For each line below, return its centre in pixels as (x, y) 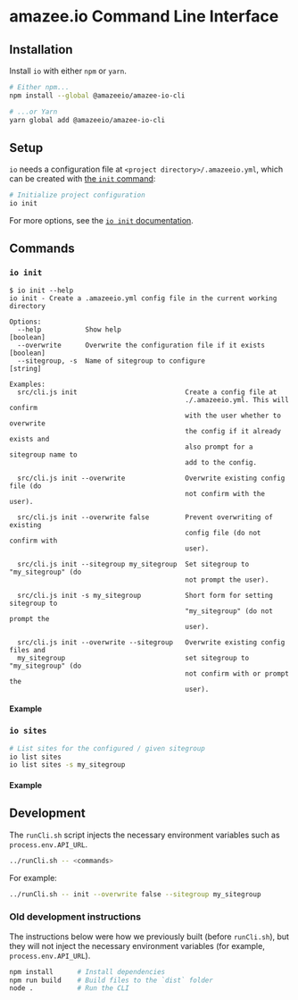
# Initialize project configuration (77, 195)
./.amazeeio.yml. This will (237, 399)
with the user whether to (233, 416)
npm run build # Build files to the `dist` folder (112, 980)
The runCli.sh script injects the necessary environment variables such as (145, 835)
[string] (25, 368)
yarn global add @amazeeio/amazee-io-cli (87, 120)
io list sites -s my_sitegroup (67, 765)
